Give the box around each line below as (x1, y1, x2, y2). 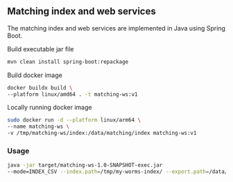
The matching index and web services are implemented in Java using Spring (7, 24, 225, 32)
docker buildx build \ (7, 84, 73, 91)
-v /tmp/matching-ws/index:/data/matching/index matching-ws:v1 (7, 130, 197, 137)
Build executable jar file (7, 44, 74, 53)
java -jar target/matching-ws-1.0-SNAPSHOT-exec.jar (7, 162, 163, 169)
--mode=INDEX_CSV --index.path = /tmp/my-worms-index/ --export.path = (7, 168, 209, 176)
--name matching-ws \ (7, 123, 70, 131)
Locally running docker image (7, 104, 92, 112)
